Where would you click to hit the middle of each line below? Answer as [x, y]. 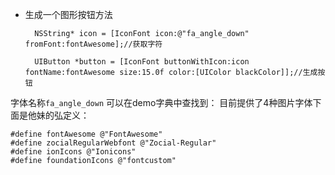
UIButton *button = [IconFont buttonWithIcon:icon [142, 62]
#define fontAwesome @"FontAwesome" [86, 134]
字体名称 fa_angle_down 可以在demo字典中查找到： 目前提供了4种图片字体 [161, 102]
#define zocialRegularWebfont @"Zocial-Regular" [113, 143]
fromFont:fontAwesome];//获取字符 [93, 44]
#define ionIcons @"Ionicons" [73, 152]
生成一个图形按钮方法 [68, 14]
